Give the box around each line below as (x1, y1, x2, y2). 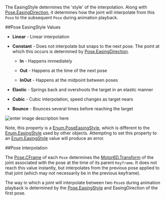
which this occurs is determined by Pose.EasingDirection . (12, 49, 130, 54)
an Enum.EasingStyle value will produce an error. (5, 135, 105, 141)
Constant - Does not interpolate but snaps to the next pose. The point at (12, 43, 160, 49)
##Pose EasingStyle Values (5, 24, 61, 30)
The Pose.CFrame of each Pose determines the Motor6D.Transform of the (5, 155, 154, 160)
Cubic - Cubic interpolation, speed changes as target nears (12, 96, 133, 102)
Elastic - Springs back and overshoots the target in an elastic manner (12, 87, 154, 93)
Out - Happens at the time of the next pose (19, 67, 107, 73)
